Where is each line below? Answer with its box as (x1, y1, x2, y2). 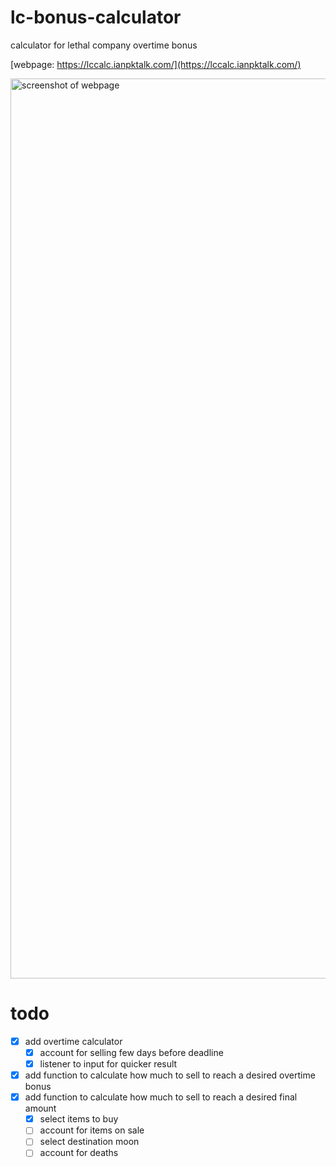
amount (24, 1102, 57, 1115)
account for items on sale (39, 1124, 145, 1136)
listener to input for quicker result (39, 1058, 178, 1070)
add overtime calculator (24, 1035, 123, 1047)
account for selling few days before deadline (39, 1046, 224, 1058)
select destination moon (39, 1136, 140, 1148)
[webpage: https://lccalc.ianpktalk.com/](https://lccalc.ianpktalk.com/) (10, 58, 302, 70)
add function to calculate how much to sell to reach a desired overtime (24, 1069, 316, 1081)
